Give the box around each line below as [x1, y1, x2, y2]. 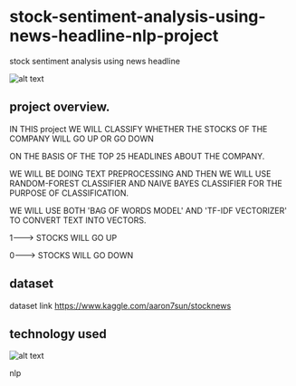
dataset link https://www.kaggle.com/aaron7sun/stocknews [9, 300, 232, 311]
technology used [9, 326, 107, 342]
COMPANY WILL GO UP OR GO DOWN [9, 133, 154, 144]
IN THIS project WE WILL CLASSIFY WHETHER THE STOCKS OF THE [9, 123, 268, 134]
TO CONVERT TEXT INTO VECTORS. [9, 215, 147, 226]
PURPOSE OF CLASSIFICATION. [9, 188, 129, 198]
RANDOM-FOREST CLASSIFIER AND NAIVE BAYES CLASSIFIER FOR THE [9, 178, 282, 188]
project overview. [9, 100, 110, 115]
